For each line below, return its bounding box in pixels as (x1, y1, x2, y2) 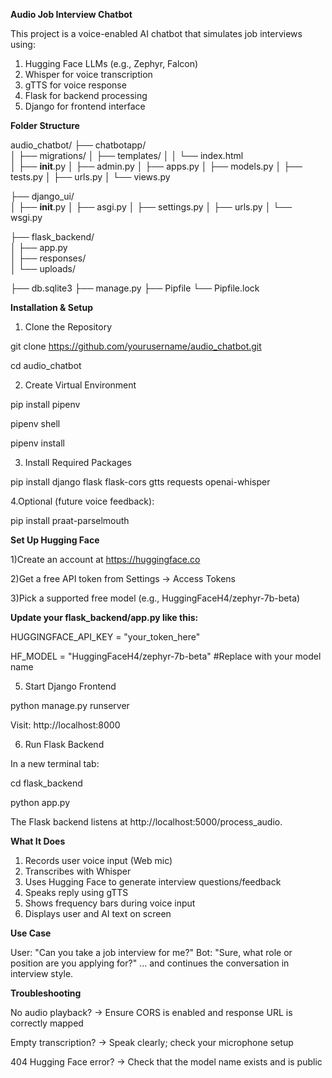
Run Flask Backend (24, 739, 105, 750)
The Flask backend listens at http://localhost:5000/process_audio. (10, 816, 283, 828)
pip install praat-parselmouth (10, 515, 130, 526)
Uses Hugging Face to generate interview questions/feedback (24, 876, 282, 888)
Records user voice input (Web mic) (24, 855, 173, 866)
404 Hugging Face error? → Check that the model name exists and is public (10, 1056, 323, 1068)
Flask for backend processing (24, 90, 148, 101)
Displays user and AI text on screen (24, 908, 172, 919)
